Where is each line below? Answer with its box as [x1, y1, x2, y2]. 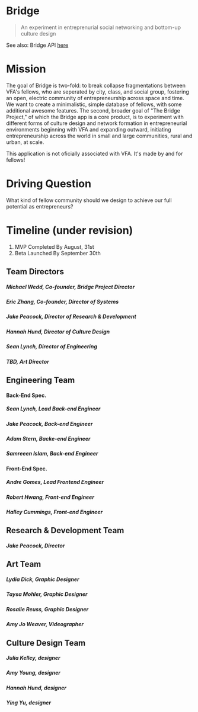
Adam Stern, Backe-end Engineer [6, 435, 91, 442]
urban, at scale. [6, 138, 44, 146]
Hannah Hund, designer [6, 684, 67, 691]
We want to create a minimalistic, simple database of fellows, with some [6, 101, 182, 108]
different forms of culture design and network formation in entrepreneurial [6, 120, 187, 127]
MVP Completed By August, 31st [14, 243, 95, 250]
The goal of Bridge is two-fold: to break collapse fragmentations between [6, 82, 186, 89]
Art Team [6, 559, 41, 569]
